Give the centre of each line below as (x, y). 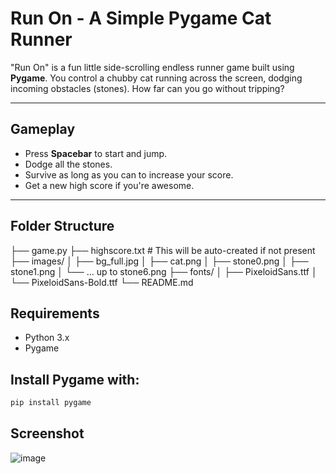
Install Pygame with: (75, 379)
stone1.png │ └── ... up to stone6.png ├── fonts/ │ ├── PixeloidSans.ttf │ (164, 271)
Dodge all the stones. (68, 164)
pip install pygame (51, 403)
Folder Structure (62, 226)
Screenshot (47, 433)
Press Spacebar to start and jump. (96, 153)
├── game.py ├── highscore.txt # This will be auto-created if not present (163, 250)
